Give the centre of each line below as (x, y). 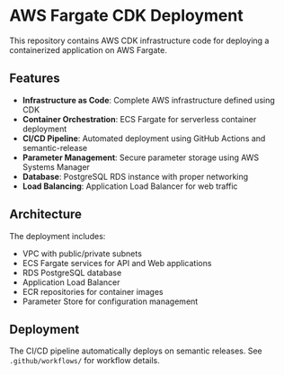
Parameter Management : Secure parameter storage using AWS (141, 157)
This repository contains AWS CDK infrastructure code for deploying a (139, 40)
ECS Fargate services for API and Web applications (117, 263)
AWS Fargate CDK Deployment (127, 16)
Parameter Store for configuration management (110, 301)
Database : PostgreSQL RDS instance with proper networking (135, 176)
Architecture (46, 214)
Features (35, 79)
